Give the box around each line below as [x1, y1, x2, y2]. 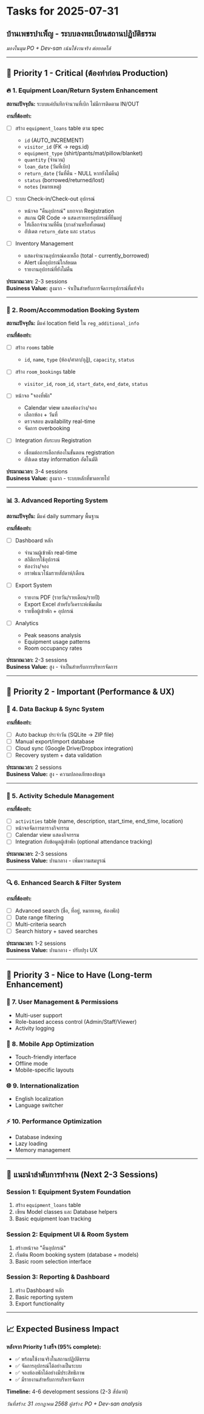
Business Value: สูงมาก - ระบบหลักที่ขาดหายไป [6, 475, 110, 482]
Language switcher [15, 1101, 64, 1109]
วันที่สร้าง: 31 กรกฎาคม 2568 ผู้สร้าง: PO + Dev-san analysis [6, 1400, 143, 1407]
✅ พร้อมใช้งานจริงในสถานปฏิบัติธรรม [15, 1355, 90, 1362]
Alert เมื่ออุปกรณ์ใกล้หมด [24, 259, 77, 266]
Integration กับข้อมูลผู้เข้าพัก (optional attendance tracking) [15, 838, 153, 845]
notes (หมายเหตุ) [24, 183, 62, 190]
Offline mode [15, 1060, 48, 1067]
